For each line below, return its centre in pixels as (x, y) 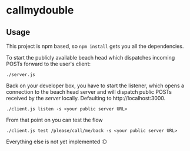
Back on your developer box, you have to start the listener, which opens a (95, 86)
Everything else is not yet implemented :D (56, 142)
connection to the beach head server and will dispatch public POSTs (89, 92)
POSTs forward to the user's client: (49, 64)
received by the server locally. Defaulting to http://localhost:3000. (86, 98)
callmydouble (40, 10)
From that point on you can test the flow (54, 120)
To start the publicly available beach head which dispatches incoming (91, 58)
